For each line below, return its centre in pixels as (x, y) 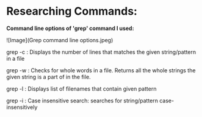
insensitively (22, 107)
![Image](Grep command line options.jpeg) (60, 40)
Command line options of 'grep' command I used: (70, 28)
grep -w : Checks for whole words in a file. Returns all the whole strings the (101, 70)
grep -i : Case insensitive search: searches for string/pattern (82, 100)
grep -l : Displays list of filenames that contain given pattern (81, 89)
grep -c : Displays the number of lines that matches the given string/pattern (101, 52)
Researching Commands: (72, 11)
